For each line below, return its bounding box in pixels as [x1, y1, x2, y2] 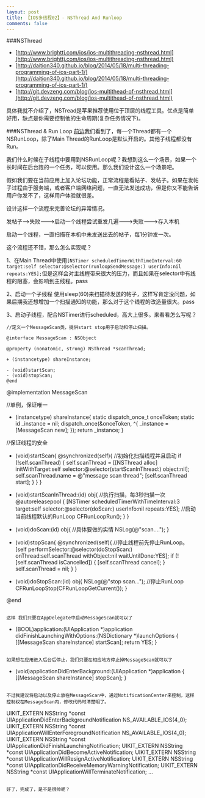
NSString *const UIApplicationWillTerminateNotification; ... [6, 768, 154, 775]
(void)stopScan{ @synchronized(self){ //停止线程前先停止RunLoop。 [15, 539, 188, 546]
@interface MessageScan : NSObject [6, 335, 97, 341]
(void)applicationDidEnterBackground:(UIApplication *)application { [15, 668, 185, 675]
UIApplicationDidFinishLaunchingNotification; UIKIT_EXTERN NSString [6, 742, 183, 750]
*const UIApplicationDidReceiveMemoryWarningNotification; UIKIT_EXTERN [6, 762, 198, 769]
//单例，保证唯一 [6, 401, 48, 408]
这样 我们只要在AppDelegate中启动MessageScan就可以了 [6, 615, 133, 621]
